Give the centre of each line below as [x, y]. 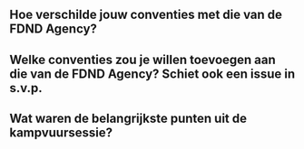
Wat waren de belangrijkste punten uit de [128, 119]
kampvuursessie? [61, 133]
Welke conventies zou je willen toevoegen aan [143, 59]
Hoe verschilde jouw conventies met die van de [146, 15]
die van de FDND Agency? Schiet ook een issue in [152, 74]
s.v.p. [26, 88]
